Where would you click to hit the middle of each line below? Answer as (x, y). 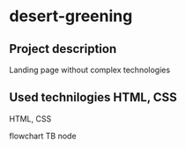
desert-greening (71, 16)
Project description (63, 49)
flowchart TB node (43, 136)
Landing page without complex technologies (89, 70)
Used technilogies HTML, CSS (93, 97)
